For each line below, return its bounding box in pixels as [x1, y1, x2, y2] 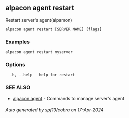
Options [5, 61, 25, 68]
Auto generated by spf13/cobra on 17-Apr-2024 [5, 107, 104, 113]
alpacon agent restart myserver [5, 50, 73, 55]
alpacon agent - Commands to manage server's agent [12, 95, 124, 101]
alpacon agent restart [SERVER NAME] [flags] [5, 27, 102, 32]
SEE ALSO [5, 84, 31, 91]
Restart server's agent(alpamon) [5, 17, 72, 23]
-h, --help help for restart [10, 72, 75, 78]
